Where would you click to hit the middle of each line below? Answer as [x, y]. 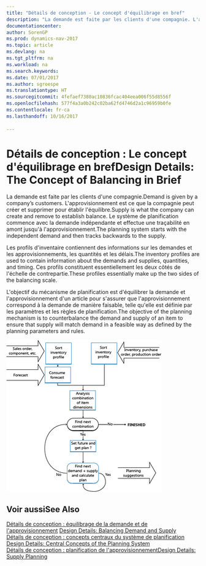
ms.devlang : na [26, 52]
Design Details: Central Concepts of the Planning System [78, 544]
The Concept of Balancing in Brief [94, 180]
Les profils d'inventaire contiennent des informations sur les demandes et [99, 247]
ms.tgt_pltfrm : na [30, 58]
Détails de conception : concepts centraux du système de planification [96, 537]
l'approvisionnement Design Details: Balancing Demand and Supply [91, 530]
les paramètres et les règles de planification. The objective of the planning [99, 312]
